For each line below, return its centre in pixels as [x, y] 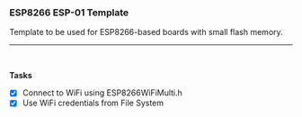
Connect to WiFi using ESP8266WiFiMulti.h [102, 93]
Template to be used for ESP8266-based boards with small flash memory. [146, 32]
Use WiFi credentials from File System [93, 103]
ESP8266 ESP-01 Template [69, 13]
